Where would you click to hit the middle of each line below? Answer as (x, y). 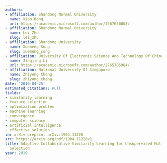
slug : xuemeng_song (30, 51)
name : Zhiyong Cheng (31, 75)
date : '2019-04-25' (25, 83)
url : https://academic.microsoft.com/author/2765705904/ (70, 65)
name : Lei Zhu (24, 33)
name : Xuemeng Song (30, 47)
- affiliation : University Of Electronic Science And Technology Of (78, 56)
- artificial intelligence (33, 125)
